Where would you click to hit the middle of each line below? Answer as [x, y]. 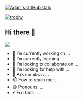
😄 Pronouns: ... [28, 87]
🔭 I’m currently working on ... [41, 53]
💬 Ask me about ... [31, 74]
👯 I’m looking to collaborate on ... [45, 64]
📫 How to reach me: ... [35, 80]
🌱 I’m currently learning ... [38, 58]
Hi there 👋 [20, 33]
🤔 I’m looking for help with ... [41, 69]
